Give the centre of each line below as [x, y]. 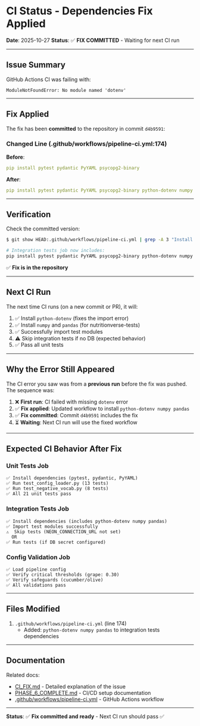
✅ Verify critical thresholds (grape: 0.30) [63, 574]
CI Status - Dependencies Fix [79, 11]
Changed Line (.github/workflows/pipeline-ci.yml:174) [87, 144]
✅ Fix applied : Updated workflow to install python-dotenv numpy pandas [102, 408]
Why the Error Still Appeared [60, 369]
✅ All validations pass [36, 585]
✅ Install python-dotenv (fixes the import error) [72, 318]
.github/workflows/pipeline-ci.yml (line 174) [71, 623]
